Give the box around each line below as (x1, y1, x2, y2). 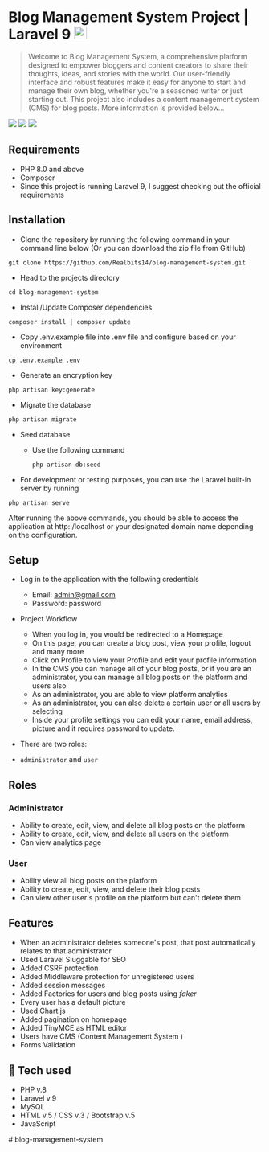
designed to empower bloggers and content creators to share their (27, 60, 249, 70)
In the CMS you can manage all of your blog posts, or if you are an (31, 664, 251, 674)
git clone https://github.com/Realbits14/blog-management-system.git (8, 258, 247, 267)
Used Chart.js (19, 1006, 66, 1016)
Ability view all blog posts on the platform (19, 876, 157, 886)
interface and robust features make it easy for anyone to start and (27, 77, 247, 87)
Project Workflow (19, 614, 78, 624)
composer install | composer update (8, 318, 131, 326)
